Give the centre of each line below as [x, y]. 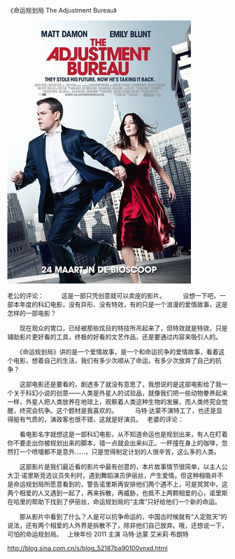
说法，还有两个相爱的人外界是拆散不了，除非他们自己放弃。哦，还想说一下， [117, 525]
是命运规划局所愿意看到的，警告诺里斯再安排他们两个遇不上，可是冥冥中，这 [117, 484]
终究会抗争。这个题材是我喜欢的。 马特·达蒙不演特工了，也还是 [118, 410]
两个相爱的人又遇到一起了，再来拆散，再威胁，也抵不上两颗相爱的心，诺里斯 [117, 493]
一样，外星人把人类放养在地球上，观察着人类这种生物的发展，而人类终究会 [114, 402]
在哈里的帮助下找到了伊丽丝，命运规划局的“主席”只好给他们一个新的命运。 [114, 501]
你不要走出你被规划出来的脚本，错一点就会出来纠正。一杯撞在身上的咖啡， [114, 443]
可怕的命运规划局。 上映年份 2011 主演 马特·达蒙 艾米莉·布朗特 [98, 534]
